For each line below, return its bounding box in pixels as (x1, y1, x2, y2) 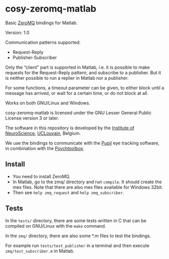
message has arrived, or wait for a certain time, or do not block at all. (5, 90, 149, 96)
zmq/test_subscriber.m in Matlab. (5, 248, 75, 254)
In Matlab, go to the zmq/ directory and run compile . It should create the (12, 179, 162, 185)
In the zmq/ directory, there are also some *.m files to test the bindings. (5, 233, 151, 239)
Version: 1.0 (5, 29, 30, 35)
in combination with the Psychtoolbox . (5, 145, 85, 151)
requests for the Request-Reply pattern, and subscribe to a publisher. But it (5, 69, 161, 76)
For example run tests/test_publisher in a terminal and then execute (5, 242, 150, 248)
